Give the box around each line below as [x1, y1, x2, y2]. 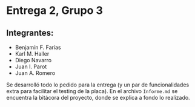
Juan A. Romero [15, 70, 56, 76]
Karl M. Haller [15, 50, 50, 57]
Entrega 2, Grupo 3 [6, 4, 103, 18]
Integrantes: [6, 28, 54, 38]
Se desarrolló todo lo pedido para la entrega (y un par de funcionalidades [6, 81, 190, 88]
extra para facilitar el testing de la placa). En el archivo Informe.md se [6, 88, 178, 94]
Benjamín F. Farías [15, 44, 62, 51]
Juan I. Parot [15, 63, 47, 70]
